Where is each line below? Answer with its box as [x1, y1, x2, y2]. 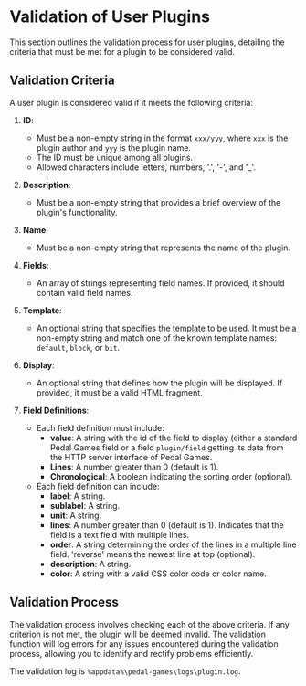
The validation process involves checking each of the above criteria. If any [9, 618, 290, 629]
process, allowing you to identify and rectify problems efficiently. [9, 648, 254, 659]
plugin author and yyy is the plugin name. [36, 142, 192, 153]
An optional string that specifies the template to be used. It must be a [36, 322, 297, 333]
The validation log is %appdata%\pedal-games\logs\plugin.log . [9, 665, 241, 677]
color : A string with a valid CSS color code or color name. [49, 568, 267, 579]
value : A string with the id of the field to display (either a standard [49, 432, 298, 443]
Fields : [22, 259, 49, 270]
